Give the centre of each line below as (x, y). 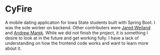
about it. (13, 48)
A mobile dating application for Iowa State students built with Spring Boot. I (80, 22)
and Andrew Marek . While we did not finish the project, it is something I (77, 33)
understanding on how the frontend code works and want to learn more (77, 43)
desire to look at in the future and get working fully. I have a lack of (72, 38)
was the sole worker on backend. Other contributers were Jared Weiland (78, 27)
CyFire (19, 9)
